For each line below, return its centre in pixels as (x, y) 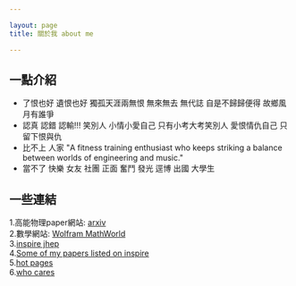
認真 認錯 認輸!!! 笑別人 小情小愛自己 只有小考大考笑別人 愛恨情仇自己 (150, 125)
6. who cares (32, 273)
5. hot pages (31, 263)
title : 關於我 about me (51, 34)
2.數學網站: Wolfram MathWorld (68, 234)
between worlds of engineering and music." (102, 158)
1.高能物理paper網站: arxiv (58, 223)
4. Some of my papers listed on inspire (79, 253)
